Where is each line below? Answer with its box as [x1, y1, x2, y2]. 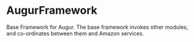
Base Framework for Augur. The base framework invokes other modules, [6, 23, 189, 31]
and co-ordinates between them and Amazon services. [6, 29, 144, 37]
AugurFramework [6, 4, 97, 17]
